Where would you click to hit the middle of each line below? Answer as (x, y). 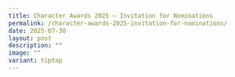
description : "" (35, 46)
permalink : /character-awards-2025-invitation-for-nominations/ (118, 23)
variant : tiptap (35, 61)
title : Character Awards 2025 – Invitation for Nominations (111, 16)
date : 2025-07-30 (37, 30)
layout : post (30, 38)
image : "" (25, 53)
